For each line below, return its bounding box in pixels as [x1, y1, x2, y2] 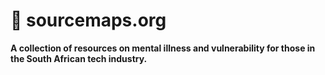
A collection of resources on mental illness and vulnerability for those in [10, 42, 316, 54]
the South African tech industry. [10, 52, 148, 64]
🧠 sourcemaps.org [10, 9, 167, 32]
